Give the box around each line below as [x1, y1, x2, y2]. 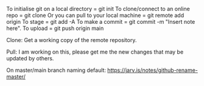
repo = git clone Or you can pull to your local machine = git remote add [6, 12, 185, 19]
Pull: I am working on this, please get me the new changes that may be [6, 48, 184, 56]
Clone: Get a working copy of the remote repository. [6, 37, 137, 43]
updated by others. [6, 55, 54, 62]
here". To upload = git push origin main [6, 24, 104, 32]
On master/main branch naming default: [6, 66, 107, 74]
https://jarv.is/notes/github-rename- [107, 66, 198, 74]
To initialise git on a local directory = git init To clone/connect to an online [6, 5, 190, 12]
